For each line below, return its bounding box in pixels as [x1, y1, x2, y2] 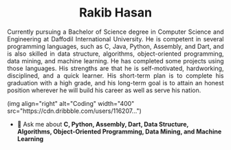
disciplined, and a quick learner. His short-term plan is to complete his [7, 71, 224, 80]
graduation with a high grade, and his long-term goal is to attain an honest [7, 78, 224, 87]
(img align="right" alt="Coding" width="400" [7, 99, 135, 107]
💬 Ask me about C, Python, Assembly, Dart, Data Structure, [16, 120, 189, 128]
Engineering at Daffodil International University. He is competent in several [7, 34, 224, 43]
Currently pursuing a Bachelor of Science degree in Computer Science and [7, 28, 224, 36]
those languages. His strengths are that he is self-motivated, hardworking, [7, 64, 224, 72]
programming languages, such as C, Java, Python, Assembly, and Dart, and [7, 42, 224, 50]
